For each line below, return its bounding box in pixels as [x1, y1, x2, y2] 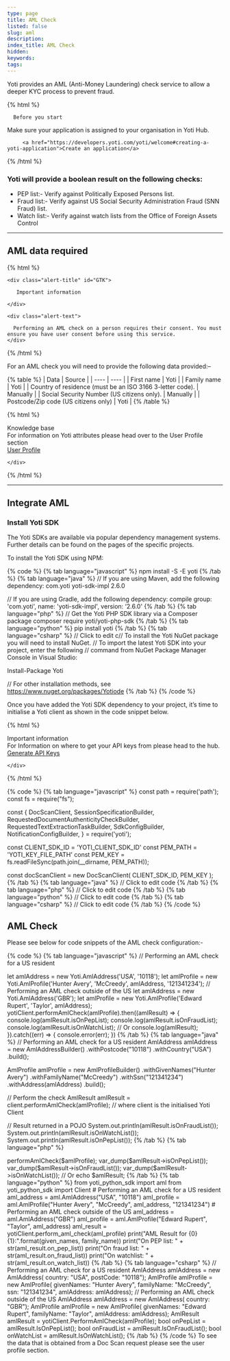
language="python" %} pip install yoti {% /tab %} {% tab [7, 624, 168, 632]
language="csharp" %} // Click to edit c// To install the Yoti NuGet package [7, 632, 219, 640]
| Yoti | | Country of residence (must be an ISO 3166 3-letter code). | [7, 382, 199, 391]
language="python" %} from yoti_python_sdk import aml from [7, 1179, 182, 1187]
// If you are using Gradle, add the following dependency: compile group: [7, 595, 212, 604]
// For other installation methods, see [7, 680, 112, 688]
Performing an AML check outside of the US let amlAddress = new [7, 987, 195, 995]
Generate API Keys [7, 749, 60, 757]
